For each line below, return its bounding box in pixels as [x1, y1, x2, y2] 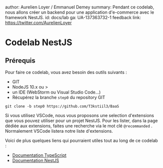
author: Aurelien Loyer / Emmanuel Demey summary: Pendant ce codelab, [5, 4, 154, 10]
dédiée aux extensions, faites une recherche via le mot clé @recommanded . [5, 123, 153, 129]
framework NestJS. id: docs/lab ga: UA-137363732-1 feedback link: [5, 15, 141, 20]
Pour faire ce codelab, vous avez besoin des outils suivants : [5, 70, 127, 75]
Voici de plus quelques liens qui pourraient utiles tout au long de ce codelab [5, 138, 158, 144]
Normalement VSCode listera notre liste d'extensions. [5, 128, 114, 134]
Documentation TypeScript [12, 152, 67, 158]
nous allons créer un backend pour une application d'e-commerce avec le [5, 9, 154, 15]
